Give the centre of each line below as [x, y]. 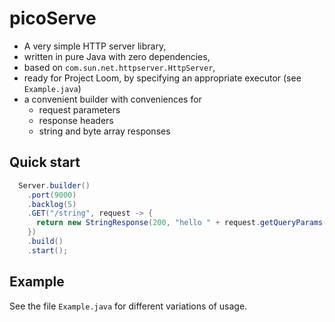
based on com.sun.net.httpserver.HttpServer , [119, 67]
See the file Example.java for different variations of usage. [128, 306]
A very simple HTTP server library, [95, 46]
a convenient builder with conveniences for [112, 99]
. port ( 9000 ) [52, 195]
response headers [76, 120]
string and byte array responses [104, 131]
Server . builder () [54, 185]
